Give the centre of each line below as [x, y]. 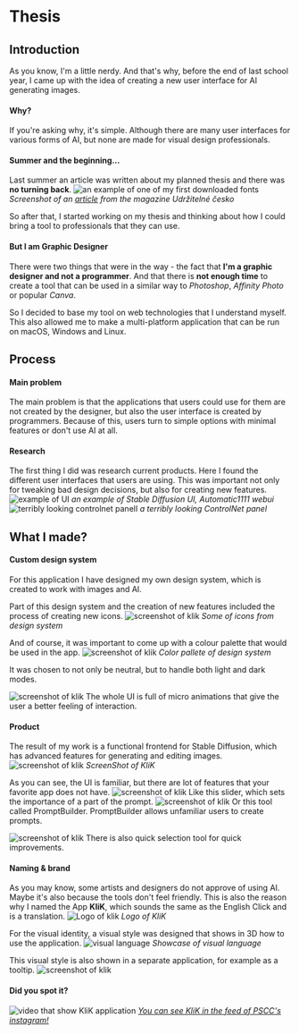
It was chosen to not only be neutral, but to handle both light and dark [137, 670]
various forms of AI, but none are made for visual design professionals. [140, 140]
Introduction [45, 50]
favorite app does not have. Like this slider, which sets [147, 792]
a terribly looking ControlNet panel [203, 509]
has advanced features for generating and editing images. [116, 756]
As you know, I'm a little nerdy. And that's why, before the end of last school [149, 71]
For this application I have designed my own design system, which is [135, 580]
